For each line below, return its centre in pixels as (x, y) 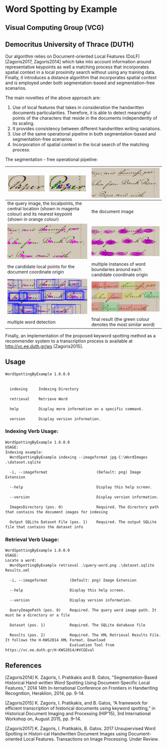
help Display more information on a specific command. (76, 409)
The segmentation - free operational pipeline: (52, 159)
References (23, 666)
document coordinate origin (36, 272)
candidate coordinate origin (120, 275)
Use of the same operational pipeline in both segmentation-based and (84, 134)
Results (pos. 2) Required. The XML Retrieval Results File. (85, 635)
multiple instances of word (118, 264)
